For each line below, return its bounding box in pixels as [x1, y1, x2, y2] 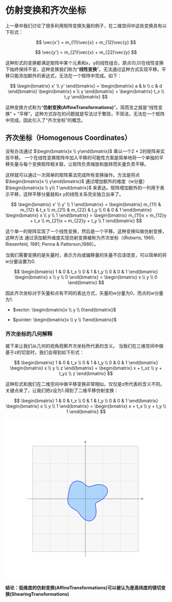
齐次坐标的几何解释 [5, 330, 53, 337]
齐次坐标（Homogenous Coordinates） [5, 134, 132, 142]
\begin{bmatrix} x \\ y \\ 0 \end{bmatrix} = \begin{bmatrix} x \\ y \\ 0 [14, 274, 158, 280]
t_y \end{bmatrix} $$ [64, 93, 108, 100]
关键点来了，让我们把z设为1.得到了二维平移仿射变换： [5, 387, 119, 393]
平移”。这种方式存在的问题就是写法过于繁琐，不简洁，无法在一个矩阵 [19, 111, 165, 117]
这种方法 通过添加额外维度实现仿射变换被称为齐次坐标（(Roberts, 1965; [5, 234, 155, 241]
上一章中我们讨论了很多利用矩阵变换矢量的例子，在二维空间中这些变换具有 [5, 23, 162, 29]
